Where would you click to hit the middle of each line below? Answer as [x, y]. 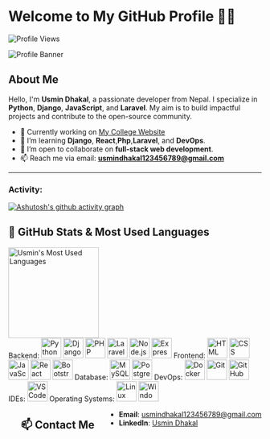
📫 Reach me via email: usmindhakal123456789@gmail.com [122, 158]
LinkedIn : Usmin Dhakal [159, 423]
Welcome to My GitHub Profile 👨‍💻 [122, 17]
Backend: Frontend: [107, 355]
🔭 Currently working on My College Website [92, 131]
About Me [33, 80]
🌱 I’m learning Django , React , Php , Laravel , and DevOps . [113, 140]
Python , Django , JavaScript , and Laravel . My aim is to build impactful [125, 107]
